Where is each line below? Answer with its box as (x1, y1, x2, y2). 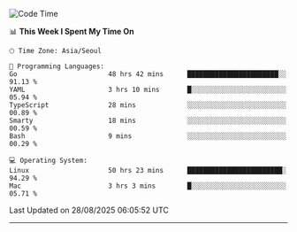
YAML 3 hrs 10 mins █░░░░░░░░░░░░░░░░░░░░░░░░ (9, 85, 287, 94)
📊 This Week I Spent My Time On (9, 27, 134, 36)
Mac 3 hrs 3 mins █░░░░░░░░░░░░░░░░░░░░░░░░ (9, 182, 287, 190)
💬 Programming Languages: (9, 62, 104, 71)
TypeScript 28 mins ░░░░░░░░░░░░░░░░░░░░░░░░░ (9, 101, 287, 110)
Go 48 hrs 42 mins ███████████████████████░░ (9, 70, 287, 79)
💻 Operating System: (9, 156, 88, 165)
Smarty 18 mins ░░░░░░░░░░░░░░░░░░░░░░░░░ (9, 116, 287, 125)
